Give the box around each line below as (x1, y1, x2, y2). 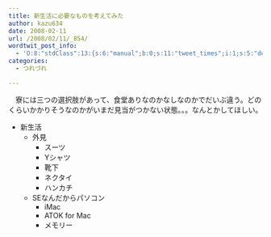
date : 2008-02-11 (8, 27, 67, 35)
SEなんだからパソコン (31, 193, 105, 202)
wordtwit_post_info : (8, 42, 78, 50)
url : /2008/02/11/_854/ (8, 34, 89, 43)
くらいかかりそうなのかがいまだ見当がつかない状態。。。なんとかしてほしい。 (8, 104, 263, 114)
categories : (8, 57, 48, 66)
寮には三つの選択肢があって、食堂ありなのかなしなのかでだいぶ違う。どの (15, 95, 262, 104)
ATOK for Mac (44, 210, 91, 220)
